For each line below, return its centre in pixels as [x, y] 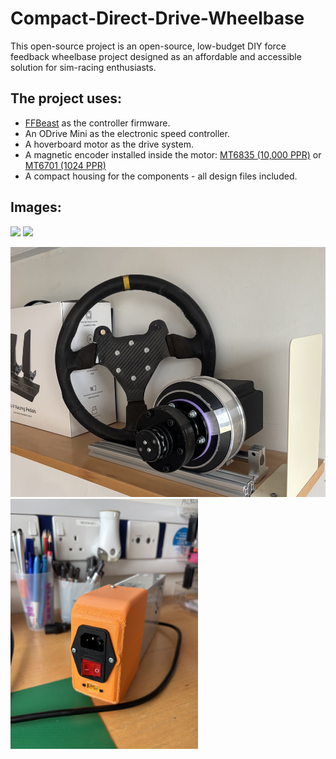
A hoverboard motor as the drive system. [109, 144]
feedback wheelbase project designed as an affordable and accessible [156, 56]
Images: [36, 207]
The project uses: [66, 98]
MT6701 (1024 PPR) [65, 165]
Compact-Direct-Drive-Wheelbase [157, 18]
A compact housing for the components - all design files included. [161, 176]
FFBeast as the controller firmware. [97, 123]
